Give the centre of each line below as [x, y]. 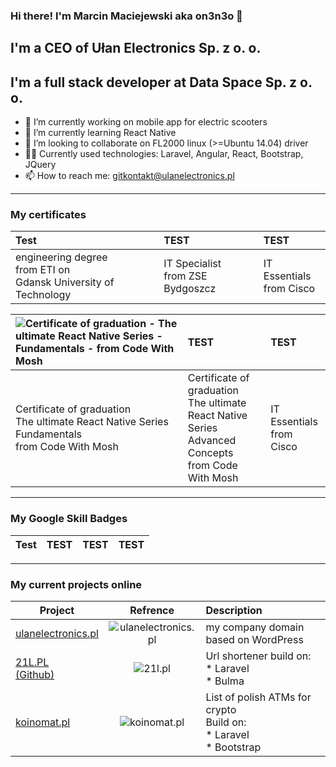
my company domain [255, 627]
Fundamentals [49, 434]
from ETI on [43, 270]
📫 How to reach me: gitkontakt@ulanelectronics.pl [129, 176]
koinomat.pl [43, 722]
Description [234, 611]
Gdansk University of [65, 282]
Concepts [210, 453]
